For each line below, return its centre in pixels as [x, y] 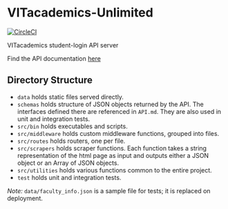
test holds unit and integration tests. [69, 177]
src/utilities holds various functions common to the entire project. [114, 170]
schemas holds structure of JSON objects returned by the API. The [110, 104]
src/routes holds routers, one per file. [71, 141]
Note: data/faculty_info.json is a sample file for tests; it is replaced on [109, 190]
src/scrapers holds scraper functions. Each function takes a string [112, 148]
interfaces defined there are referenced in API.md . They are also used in [119, 111]
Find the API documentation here [54, 58]
